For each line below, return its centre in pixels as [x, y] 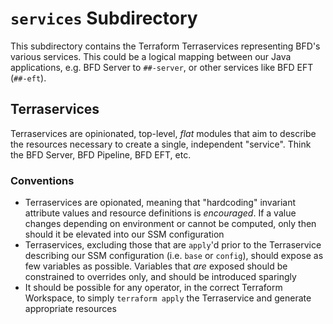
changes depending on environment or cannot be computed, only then [170, 224]
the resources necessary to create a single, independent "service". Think [161, 144]
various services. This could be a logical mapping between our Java [151, 56]
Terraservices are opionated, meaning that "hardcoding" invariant [160, 203]
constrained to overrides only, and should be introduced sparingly [160, 277]
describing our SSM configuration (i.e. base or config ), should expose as [174, 256]
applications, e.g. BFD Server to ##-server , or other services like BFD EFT [162, 67]
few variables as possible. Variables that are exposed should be [156, 266]
